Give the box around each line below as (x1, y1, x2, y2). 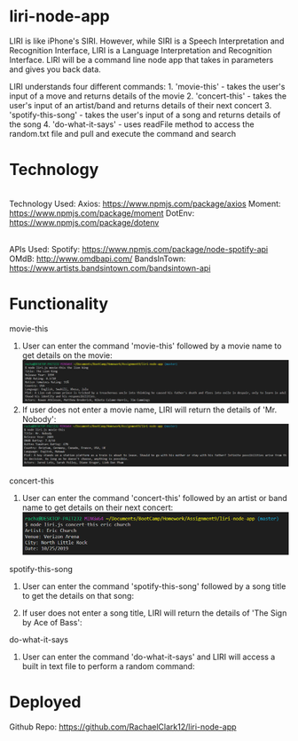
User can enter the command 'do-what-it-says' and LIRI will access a (21, 651, 276, 663)
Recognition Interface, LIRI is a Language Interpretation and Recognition (9, 44, 272, 55)
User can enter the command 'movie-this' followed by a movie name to (21, 340, 282, 351)
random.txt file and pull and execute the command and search (9, 128, 237, 139)
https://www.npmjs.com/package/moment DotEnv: (9, 207, 195, 219)
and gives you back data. (9, 64, 102, 75)
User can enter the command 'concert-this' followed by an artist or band (21, 492, 288, 503)
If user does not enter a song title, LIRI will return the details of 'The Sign (21, 608, 287, 618)
